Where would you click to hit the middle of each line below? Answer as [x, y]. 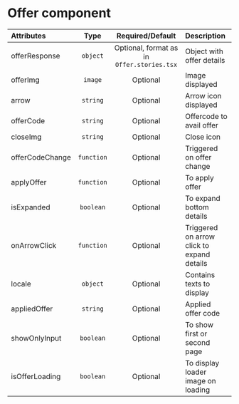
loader [196, 372]
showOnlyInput [36, 338]
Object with [204, 51]
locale [21, 284]
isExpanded [31, 207]
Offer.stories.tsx [146, 64]
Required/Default [146, 36]
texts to [197, 284]
